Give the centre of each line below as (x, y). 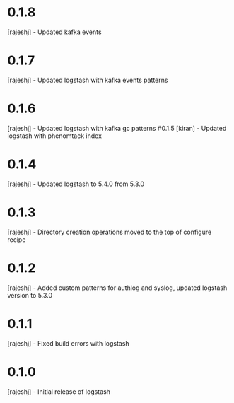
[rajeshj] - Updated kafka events (54, 32)
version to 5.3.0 (30, 295)
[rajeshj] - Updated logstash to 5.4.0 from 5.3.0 (76, 184)
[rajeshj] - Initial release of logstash (59, 391)
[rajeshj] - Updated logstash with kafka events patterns (88, 80)
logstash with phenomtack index (55, 136)
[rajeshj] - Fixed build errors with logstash (68, 343)
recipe (17, 239)
